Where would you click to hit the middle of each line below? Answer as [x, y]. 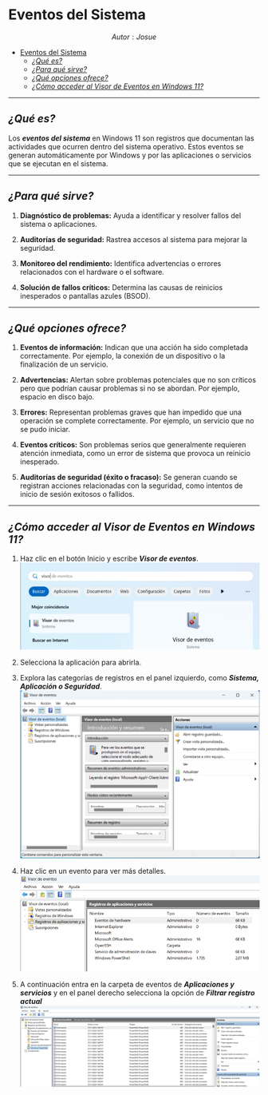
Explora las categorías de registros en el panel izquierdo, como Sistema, [139, 677]
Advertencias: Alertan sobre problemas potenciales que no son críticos [138, 380]
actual [31, 1002]
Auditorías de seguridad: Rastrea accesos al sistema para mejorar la [133, 239]
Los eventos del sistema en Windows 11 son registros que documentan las [131, 138]
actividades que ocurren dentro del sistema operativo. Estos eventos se [126, 146]
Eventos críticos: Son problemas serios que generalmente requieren [133, 445]
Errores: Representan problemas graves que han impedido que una [130, 412]
